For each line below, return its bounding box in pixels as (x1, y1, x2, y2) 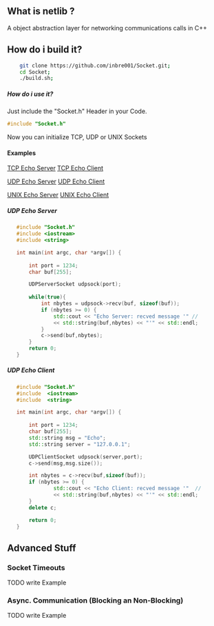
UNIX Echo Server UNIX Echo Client (7, 191, 109, 199)
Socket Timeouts (7, 563, 65, 572)
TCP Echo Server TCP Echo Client (7, 164, 104, 172)
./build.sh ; (19, 75, 54, 82)
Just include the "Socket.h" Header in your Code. (7, 107, 147, 116)
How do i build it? (7, 44, 83, 56)
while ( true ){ (28, 294, 67, 301)
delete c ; (28, 504, 57, 511)
